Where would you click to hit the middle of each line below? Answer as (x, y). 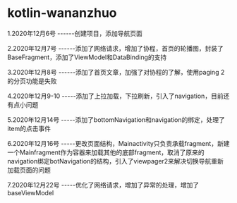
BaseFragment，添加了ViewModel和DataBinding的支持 (87, 57)
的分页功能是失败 (32, 81)
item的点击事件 (29, 128)
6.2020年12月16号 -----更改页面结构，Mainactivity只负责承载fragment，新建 (119, 143)
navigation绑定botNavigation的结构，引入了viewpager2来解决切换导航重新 (116, 161)
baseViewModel (31, 192)
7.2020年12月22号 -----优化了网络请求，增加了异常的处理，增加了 (103, 185)
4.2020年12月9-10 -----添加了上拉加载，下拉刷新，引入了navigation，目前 (115, 96)
